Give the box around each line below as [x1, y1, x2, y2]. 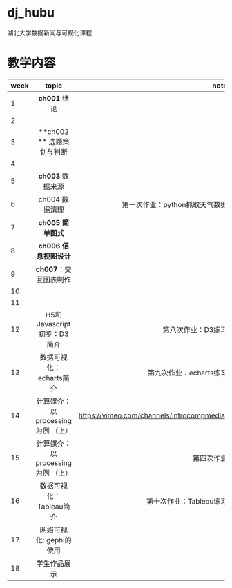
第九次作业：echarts [147, 368, 214, 378]
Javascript [37, 319, 71, 329]
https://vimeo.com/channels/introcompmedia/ [78, 411, 228, 420]
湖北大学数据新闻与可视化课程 [7, 28, 92, 37]
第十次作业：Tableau [146, 496, 214, 506]
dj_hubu [7, 5, 55, 21]
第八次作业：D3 [162, 324, 214, 334]
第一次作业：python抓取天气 [122, 199, 214, 209]
